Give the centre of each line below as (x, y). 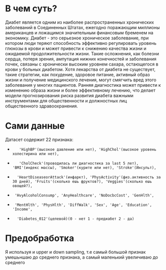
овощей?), (22, 186)
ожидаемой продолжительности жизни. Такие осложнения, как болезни (82, 53)
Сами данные (35, 126)
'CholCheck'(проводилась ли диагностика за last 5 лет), (79, 163)
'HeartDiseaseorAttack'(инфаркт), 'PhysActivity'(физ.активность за (89, 177)
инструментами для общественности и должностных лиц (66, 101)
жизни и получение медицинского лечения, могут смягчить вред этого (81, 80)
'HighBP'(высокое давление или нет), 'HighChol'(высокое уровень (88, 149)
